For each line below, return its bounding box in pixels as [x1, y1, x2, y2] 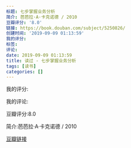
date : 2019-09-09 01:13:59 [6, 52, 72, 58]
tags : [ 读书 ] [6, 63, 36, 69]
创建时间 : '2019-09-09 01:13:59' [6, 31, 85, 36]
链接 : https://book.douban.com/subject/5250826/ [6, 25, 126, 31]
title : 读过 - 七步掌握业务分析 [6, 58, 76, 63]
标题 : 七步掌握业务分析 [6, 8, 56, 15]
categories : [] [6, 69, 43, 75]
